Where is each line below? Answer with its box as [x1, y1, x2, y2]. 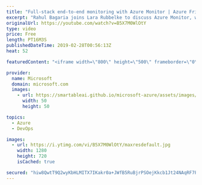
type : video [6, 25, 36, 32]
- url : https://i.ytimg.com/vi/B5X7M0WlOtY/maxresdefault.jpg [11, 142, 171, 148]
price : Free [6, 31, 36, 37]
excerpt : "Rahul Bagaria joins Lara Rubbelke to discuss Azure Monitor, [6, 14, 192, 20]
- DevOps [11, 125, 34, 131]
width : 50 [22, 98, 47, 104]
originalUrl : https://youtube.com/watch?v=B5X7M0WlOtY [6, 20, 147, 26]
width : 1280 [17, 148, 47, 154]
